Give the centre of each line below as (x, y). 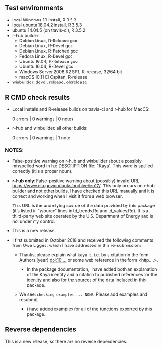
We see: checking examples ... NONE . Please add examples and (83, 294)
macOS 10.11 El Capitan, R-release (53, 77)
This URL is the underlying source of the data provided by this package (83, 205)
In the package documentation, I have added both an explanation (92, 269)
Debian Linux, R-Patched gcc (49, 51)
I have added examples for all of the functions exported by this (89, 309)
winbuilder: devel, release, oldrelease (50, 82)
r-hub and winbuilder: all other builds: (50, 128)
